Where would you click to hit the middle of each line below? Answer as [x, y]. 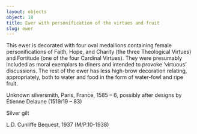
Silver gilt [18, 113]
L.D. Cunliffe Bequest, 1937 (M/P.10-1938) [58, 125]
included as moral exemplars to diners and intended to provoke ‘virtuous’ [97, 65]
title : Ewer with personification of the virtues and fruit [83, 23]
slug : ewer [20, 28]
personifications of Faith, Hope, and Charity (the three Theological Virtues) [99, 52]
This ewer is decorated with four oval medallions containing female [89, 45]
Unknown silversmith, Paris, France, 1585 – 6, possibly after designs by [94, 95]
